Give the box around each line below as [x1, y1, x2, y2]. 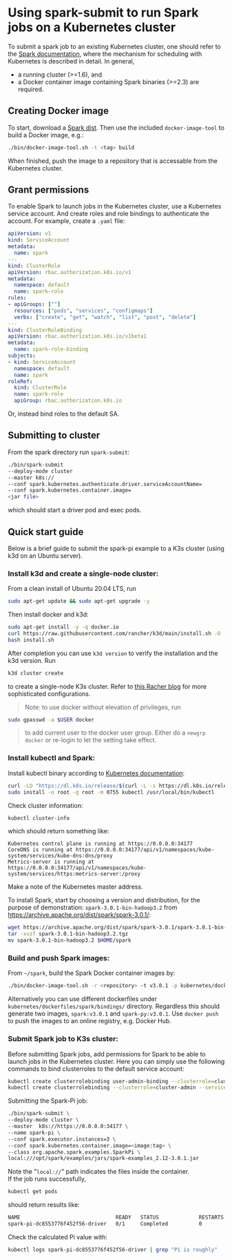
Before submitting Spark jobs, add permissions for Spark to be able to [8, 1049, 206, 1058]
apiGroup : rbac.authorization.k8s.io [14, 397, 123, 405]
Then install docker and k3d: [8, 610, 89, 619]
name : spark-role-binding [14, 346, 89, 353]
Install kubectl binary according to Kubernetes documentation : [8, 768, 185, 777]
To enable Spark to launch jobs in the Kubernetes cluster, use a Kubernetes [8, 202, 222, 211]
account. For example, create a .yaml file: [8, 217, 125, 225]
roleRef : [8, 378, 33, 385]
